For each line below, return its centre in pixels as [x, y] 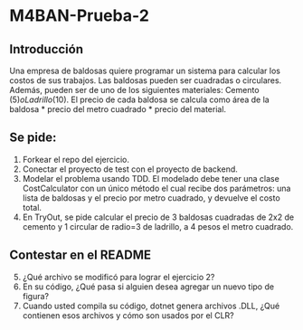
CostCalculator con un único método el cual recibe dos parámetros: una [156, 188]
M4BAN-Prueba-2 [79, 16]
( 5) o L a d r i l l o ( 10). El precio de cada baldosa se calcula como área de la [139, 99]
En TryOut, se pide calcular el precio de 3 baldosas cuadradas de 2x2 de [158, 217]
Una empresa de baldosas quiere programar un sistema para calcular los [145, 71]
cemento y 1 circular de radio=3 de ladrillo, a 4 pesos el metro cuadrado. [158, 226]
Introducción [47, 49]
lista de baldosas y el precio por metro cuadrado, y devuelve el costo [151, 198]
